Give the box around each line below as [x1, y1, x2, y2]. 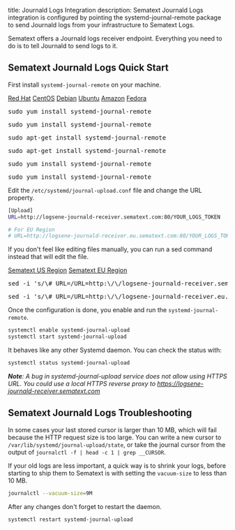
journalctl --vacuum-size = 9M [8, 489, 93, 496]
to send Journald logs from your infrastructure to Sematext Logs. [8, 21, 195, 29]
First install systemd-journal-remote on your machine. [8, 80, 161, 89]
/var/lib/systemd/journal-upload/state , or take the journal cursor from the [8, 440, 226, 449]
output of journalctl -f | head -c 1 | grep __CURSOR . [8, 448, 166, 456]
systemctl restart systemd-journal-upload [8, 516, 133, 523]
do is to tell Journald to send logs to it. [8, 42, 118, 50]
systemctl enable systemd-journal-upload [8, 327, 130, 334]
